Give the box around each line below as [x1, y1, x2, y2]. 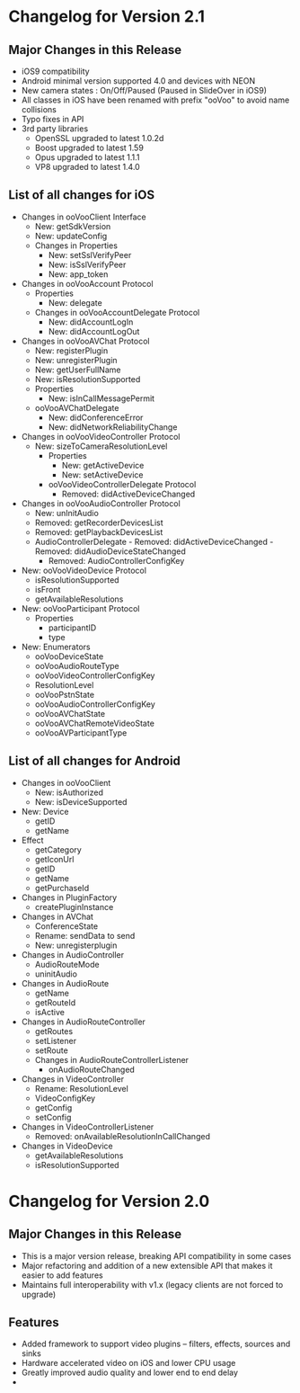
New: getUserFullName [34, 364, 121, 375]
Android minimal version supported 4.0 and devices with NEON [21, 76, 256, 86]
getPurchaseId [34, 882, 90, 893]
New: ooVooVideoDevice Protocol [21, 565, 147, 576]
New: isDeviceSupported [34, 796, 128, 807]
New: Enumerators [21, 641, 91, 652]
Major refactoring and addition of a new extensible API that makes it [21, 1260, 273, 1271]
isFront [34, 584, 61, 594]
